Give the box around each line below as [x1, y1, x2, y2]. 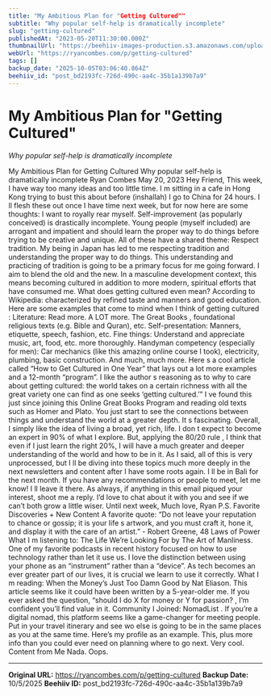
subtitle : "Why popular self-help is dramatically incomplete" [8, 19, 226, 27]
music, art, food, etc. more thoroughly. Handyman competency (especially [8, 338, 256, 347]
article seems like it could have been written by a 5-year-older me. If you [8, 586, 250, 596]
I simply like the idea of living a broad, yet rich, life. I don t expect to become [8, 423, 262, 433]
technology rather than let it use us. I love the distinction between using [8, 552, 246, 562]
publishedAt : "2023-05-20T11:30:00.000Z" [8, 34, 150, 43]
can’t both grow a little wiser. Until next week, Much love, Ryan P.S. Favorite [8, 501, 261, 510]
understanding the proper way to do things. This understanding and [8, 252, 234, 262]
